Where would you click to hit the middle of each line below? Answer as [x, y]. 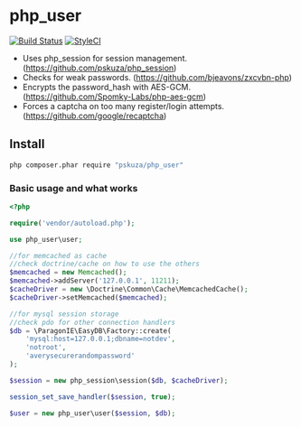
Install [27, 144]
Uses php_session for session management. [105, 58]
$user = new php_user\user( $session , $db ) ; [93, 413]
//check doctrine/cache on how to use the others [105, 264]
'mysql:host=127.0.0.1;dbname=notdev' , [101, 339]
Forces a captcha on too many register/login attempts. [123, 106]
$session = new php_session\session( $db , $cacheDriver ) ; [119, 380]
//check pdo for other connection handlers [93, 322]
